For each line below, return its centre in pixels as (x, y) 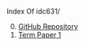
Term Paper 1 (39, 35)
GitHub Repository (48, 26)
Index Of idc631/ (33, 11)
